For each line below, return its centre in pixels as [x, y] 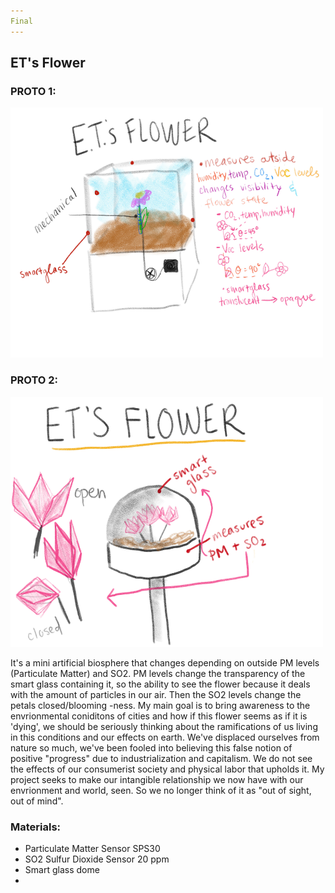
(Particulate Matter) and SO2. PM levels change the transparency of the [158, 673]
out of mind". [37, 801]
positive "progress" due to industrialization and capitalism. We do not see [161, 758]
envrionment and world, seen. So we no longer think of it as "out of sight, [161, 790]
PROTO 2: [34, 380]
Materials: [36, 827]
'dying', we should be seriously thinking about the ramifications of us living [164, 726]
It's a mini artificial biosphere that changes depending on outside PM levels [165, 662]
